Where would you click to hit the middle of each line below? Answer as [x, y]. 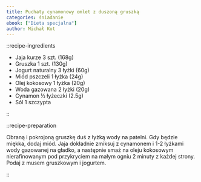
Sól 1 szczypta [33, 102]
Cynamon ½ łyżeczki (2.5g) [49, 96]
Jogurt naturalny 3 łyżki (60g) [52, 71]
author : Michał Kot [31, 29]
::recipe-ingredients [31, 46]
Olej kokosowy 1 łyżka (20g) [50, 83]
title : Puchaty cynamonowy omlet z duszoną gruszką [73, 12]
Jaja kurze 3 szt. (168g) [44, 57]
